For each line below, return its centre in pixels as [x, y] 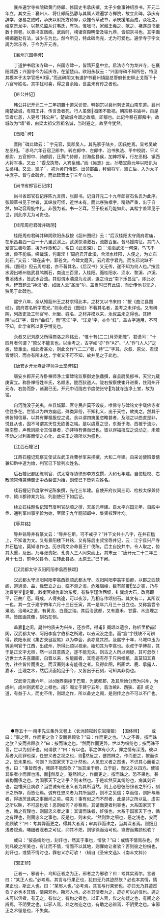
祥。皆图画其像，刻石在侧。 [33, 617]
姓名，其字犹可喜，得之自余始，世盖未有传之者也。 [69, 84]
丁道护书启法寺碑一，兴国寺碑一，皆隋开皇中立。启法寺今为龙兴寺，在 [84, 65]
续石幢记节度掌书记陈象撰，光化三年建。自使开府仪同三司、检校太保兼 [84, 490]
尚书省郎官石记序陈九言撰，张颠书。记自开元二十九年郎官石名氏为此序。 [87, 196]
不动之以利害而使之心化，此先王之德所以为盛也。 [55, 436]
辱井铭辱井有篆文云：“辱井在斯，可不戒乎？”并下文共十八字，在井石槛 [84, 534]
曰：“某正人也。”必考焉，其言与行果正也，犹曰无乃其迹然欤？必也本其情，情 [81, 880]
